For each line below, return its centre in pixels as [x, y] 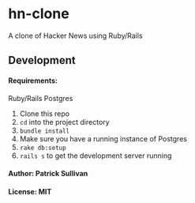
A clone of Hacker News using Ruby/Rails [76, 36]
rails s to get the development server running [96, 156]
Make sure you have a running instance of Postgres [103, 138]
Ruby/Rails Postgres [41, 98]
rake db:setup [43, 148]
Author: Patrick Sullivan [48, 174]
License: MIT [30, 191]
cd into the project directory [64, 122]
